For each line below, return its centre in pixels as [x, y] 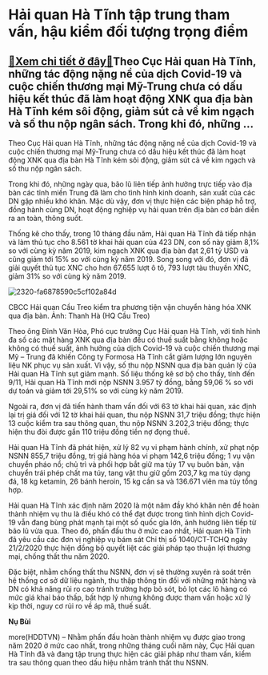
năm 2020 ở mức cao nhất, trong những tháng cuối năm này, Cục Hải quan [132, 645]
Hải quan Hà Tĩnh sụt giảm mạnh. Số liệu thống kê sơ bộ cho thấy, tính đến [132, 374]
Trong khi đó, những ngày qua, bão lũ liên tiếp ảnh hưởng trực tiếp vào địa [130, 184]
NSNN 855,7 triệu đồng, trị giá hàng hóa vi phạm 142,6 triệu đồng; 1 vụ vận [132, 456]
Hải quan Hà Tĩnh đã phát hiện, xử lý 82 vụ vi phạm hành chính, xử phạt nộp [134, 447]
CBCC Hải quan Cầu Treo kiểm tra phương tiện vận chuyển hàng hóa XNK [130, 307]
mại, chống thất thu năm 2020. [59, 556]
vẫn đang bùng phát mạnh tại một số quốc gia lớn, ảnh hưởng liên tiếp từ [137, 522]
